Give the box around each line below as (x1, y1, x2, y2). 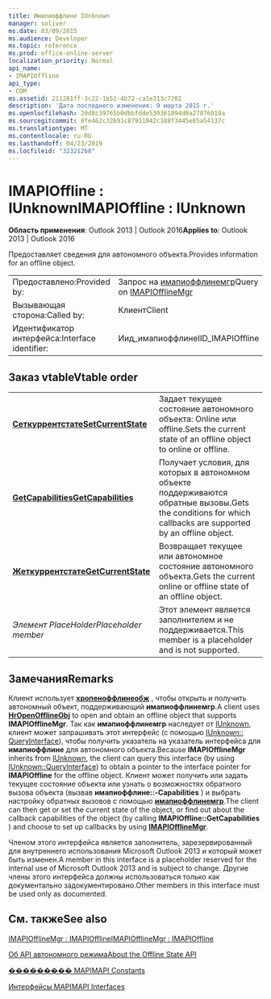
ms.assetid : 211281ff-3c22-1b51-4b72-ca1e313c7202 (8, 94, 182, 102)
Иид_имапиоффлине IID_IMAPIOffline (118, 332, 260, 344)
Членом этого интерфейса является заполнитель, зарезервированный (8, 837, 252, 847)
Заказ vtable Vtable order (8, 370, 139, 384)
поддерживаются (158, 487, 228, 499)
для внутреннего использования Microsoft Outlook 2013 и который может (8, 846, 262, 855)
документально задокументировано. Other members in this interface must (8, 880, 261, 890)
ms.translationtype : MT (8, 124, 89, 132)
